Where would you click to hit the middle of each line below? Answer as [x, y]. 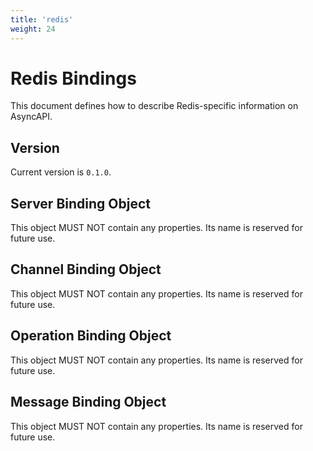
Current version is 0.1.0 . [61, 172]
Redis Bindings [73, 78]
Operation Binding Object [91, 336]
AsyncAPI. [31, 117]
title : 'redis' [42, 19]
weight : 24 [33, 29]
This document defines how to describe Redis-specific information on [154, 106]
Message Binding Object [88, 402]
